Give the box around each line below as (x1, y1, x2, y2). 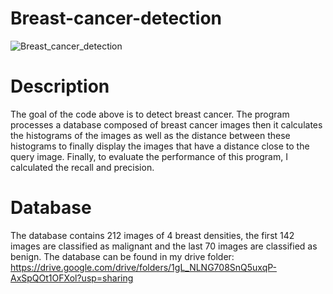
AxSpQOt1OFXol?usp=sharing (10, 272, 134, 284)
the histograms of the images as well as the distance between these (10, 129, 291, 141)
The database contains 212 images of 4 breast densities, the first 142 (10, 229, 295, 241)
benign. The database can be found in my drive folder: (10, 250, 235, 262)
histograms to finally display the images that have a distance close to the (10, 140, 310, 152)
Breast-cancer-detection (10, 7, 222, 30)
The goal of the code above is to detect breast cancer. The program (10, 108, 290, 120)
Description (10, 75, 110, 98)
